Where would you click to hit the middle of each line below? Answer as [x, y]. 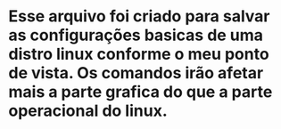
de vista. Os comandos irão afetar [136, 73]
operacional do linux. [88, 111]
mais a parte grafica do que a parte [140, 92]
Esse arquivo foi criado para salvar [139, 16]
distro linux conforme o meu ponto [139, 54]
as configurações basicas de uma [136, 35]
